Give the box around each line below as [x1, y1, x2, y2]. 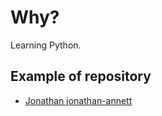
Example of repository [10, 68, 152, 85]
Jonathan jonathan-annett [24, 94, 133, 106]
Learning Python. [10, 39, 82, 51]
